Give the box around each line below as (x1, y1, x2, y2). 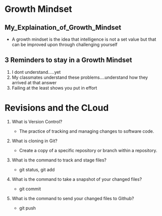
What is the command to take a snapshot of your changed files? (11, 176, 142, 182)
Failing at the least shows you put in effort (11, 85, 97, 91)
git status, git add (19, 166, 55, 172)
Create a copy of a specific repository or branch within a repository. (19, 147, 158, 153)
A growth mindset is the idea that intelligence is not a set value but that (11, 36, 157, 42)
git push (19, 205, 36, 211)
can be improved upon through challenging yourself (11, 42, 118, 48)
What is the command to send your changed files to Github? (11, 195, 134, 201)
